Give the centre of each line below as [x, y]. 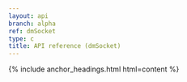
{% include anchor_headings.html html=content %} [94, 69]
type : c [21, 39]
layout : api [28, 16]
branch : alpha [32, 24]
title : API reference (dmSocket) [65, 46]
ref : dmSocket [32, 31]
